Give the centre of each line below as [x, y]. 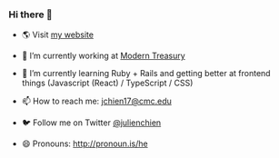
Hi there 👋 [31, 15]
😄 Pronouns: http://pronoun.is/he [85, 143]
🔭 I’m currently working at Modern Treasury [103, 56]
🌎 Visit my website [58, 35]
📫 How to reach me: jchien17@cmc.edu [96, 101]
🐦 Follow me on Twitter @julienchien [91, 123]
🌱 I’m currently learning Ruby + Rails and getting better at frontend [146, 74]
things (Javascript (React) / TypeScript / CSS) [107, 83]
